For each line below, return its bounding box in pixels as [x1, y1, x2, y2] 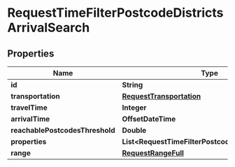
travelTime [10, 103, 48, 112]
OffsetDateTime [122, 114, 176, 124]
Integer [122, 103, 147, 112]
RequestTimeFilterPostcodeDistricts [7, 5, 224, 21]
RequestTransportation [122, 92, 201, 101]
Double [122, 126, 147, 135]
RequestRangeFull [122, 148, 184, 158]
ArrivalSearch [7, 20, 90, 36]
